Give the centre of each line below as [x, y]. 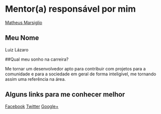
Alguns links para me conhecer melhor [65, 95]
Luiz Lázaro [17, 49]
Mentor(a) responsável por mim [70, 9]
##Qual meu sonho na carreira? [37, 59]
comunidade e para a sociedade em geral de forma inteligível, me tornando [80, 74]
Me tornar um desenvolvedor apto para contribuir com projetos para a [75, 68]
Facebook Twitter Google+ [32, 106]
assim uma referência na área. [35, 79]
